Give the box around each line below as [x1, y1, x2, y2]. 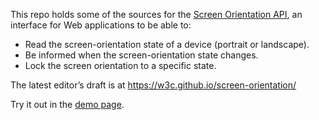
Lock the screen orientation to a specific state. [24, 60, 217, 71]
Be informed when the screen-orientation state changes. [24, 49, 259, 61]
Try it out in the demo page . [10, 99, 125, 110]
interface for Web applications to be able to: [10, 19, 192, 31]
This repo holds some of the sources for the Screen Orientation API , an [10, 9, 303, 20]
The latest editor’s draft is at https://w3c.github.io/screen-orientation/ [10, 79, 297, 91]
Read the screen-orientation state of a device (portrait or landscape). [24, 39, 310, 50]
